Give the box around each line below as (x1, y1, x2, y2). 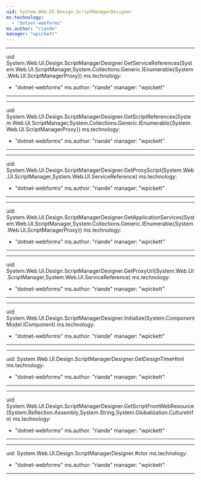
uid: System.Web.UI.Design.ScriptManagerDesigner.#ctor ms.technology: (6, 450, 188, 457)
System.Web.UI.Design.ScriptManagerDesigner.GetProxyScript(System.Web (6, 167, 194, 174)
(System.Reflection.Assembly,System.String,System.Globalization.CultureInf (6, 409, 194, 416)
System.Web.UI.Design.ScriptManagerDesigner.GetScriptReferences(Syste (6, 113, 191, 120)
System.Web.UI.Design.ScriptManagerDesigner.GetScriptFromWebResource (6, 403, 194, 410)
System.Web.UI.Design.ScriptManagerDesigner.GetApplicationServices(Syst (6, 214, 195, 221)
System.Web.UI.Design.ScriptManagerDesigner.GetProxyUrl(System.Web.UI (6, 267, 194, 274)
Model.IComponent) (6, 321, 56, 328)
